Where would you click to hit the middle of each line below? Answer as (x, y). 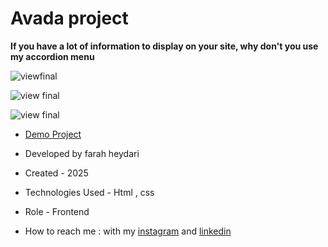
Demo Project (53, 134)
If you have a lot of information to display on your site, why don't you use (164, 46)
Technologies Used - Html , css (89, 192)
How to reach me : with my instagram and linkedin (128, 231)
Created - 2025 (56, 173)
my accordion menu (52, 56)
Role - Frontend (57, 211)
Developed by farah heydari (82, 153)
